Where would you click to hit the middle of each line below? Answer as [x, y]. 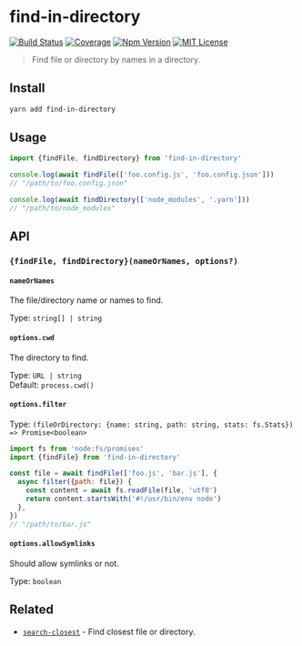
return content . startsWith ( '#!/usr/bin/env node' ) [124, 499]
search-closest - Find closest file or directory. [109, 631]
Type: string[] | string [56, 318]
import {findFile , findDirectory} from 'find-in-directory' [126, 158]
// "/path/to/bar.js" [50, 524]
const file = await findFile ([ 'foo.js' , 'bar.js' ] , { [114, 474]
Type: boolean [35, 580]
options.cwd [32, 338]
